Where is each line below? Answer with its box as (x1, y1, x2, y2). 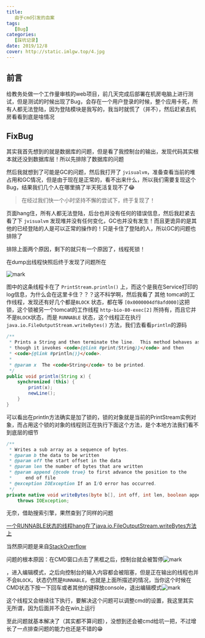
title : (6, 9, 23, 15)
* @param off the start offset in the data (9, 458, 121, 464)
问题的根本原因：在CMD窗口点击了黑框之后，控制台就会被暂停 (6, 556, 164, 563)
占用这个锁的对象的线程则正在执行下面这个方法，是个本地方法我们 (22, 421, 188, 428)
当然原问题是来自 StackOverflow (6, 543, 87, 550)
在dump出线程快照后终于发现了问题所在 (6, 259, 107, 266)
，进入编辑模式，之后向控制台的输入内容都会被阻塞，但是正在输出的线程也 (6, 568, 193, 576)
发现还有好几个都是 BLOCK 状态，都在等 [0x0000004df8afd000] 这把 (27, 298, 190, 306)
